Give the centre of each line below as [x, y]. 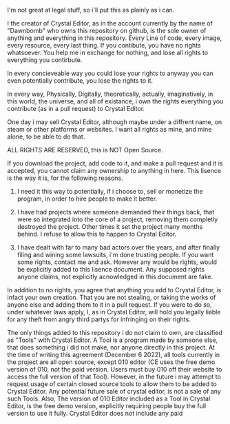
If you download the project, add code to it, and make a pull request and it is [115, 163]
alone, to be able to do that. [46, 137]
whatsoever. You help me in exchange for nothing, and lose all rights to [108, 52]
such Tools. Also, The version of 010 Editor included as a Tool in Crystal [109, 398]
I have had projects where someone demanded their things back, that [116, 212]
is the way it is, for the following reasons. [65, 178]
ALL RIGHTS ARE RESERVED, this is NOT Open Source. [85, 150]
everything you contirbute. [45, 60]
